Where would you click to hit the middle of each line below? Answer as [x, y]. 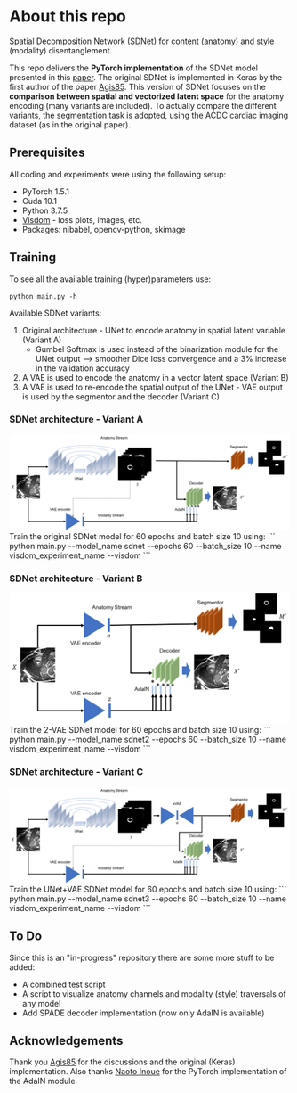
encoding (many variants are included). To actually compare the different [143, 105]
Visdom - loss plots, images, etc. [82, 219]
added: [22, 967]
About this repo [68, 16]
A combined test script [64, 984]
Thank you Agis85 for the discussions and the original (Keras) [122, 1062]
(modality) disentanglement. [61, 50]
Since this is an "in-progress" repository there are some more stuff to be [142, 957]
